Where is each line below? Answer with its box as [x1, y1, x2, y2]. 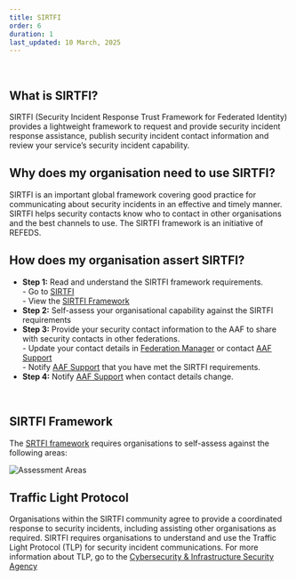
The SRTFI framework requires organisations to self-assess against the [9, 438, 269, 448]
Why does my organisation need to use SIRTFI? [9, 165, 276, 181]
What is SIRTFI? [9, 88, 99, 103]
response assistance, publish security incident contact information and [9, 131, 269, 141]
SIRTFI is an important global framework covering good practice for [9, 189, 256, 200]
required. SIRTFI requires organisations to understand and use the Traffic [9, 533, 277, 544]
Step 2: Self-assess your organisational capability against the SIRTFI [21, 304, 274, 316]
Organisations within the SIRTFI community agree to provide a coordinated [9, 513, 283, 525]
